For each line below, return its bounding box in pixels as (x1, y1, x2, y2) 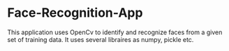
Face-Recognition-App (7, 5, 143, 21)
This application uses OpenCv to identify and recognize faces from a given (7, 28, 223, 36)
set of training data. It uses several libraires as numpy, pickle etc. (7, 35, 194, 43)
